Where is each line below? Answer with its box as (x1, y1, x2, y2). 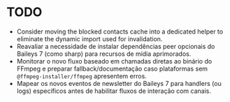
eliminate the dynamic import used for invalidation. (16, 34, 163, 43)
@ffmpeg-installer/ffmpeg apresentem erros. (16, 71, 148, 80)
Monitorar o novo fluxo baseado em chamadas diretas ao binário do (16, 57, 213, 65)
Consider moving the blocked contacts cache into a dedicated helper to (16, 27, 224, 36)
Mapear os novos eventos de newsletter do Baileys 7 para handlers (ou (16, 79, 222, 87)
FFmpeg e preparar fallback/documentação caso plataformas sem (16, 64, 208, 73)
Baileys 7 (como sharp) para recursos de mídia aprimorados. (16, 50, 192, 58)
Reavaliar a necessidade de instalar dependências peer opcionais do (16, 42, 215, 50)
